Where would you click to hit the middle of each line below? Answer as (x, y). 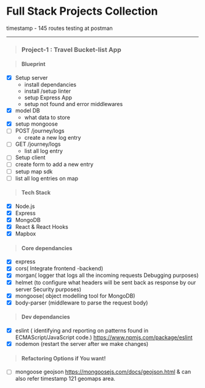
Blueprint (33, 64)
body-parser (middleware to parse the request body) (81, 303)
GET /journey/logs (38, 144)
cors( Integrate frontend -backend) (59, 268)
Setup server (31, 78)
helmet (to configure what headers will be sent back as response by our (106, 282)
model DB (27, 110)
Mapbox (26, 234)
